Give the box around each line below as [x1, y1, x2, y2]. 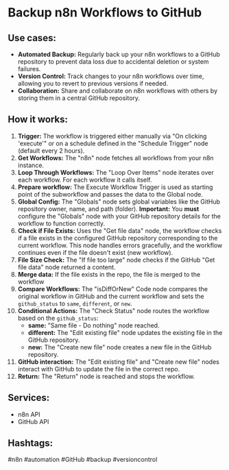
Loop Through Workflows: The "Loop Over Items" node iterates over [17, 168, 215, 176]
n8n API [17, 410, 40, 419]
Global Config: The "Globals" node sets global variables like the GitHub [17, 197, 221, 206]
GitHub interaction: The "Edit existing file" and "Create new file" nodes [17, 358, 220, 366]
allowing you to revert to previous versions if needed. [17, 79, 169, 87]
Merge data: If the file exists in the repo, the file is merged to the [17, 270, 201, 278]
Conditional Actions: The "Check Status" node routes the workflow [17, 306, 210, 314]
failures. [17, 65, 41, 73]
